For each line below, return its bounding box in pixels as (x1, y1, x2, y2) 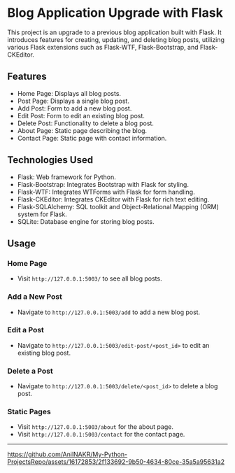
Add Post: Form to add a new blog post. (17, 104, 132, 113)
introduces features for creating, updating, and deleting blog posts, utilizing (7, 35, 225, 43)
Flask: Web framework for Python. (17, 173, 117, 181)
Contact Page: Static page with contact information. (17, 134, 167, 142)
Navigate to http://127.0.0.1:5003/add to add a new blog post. (17, 308, 201, 316)
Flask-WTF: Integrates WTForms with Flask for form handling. (17, 188, 195, 196)
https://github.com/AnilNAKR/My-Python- (7, 450, 128, 459)
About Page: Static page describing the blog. (17, 126, 148, 134)
